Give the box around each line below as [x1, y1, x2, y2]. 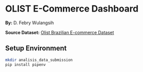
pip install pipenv [5, 62, 46, 67]
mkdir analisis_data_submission [5, 57, 73, 62]
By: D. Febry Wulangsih [5, 20, 54, 26]
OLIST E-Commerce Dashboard [5, 3, 139, 15]
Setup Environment [5, 44, 67, 53]
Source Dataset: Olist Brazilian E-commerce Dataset [5, 29, 114, 35]
